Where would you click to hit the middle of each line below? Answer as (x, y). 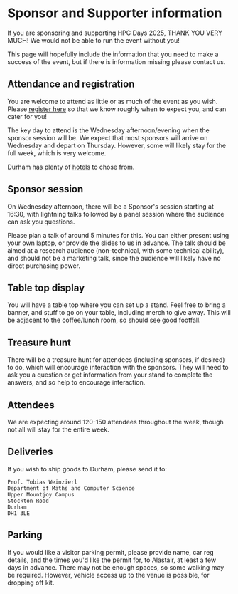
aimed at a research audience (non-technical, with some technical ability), (116, 250)
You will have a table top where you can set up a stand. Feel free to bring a (117, 305)
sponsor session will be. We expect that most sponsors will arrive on (108, 137)
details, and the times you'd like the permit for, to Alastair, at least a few (112, 560)
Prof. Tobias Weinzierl (43, 482)
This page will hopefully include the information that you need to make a (113, 54)
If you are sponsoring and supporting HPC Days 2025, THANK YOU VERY (115, 33)
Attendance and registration (71, 84)
